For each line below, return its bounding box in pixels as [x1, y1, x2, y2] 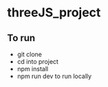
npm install [17, 65, 49, 73]
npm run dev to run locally [17, 72, 91, 80]
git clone [17, 50, 43, 58]
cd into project [17, 58, 58, 66]
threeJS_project [7, 5, 101, 21]
